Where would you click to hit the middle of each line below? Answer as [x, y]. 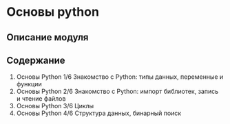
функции [29, 84]
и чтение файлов [41, 99]
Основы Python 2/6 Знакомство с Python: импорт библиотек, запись [117, 91]
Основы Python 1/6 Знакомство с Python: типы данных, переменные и [120, 77]
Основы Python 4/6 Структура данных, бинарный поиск [99, 113]
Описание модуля [48, 37]
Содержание [36, 60]
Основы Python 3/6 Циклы [55, 106]
